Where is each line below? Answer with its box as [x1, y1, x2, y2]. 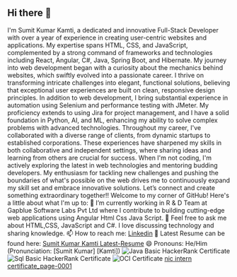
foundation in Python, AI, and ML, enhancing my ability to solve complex [7, 116, 218, 124]
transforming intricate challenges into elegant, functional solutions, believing [7, 78, 231, 87]
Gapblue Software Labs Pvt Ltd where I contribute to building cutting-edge [7, 206, 225, 214]
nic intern [164, 254, 192, 262]
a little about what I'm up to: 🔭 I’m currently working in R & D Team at [7, 199, 207, 207]
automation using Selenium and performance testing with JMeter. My [7, 100, 209, 110]
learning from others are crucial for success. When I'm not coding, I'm [7, 153, 212, 162]
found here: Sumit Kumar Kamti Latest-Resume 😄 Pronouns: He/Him [7, 239, 207, 247]
